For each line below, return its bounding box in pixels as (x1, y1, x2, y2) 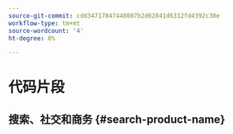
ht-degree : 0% (8, 34, 56, 43)
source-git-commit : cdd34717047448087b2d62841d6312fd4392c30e (8, 11, 220, 20)
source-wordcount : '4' (8, 26, 84, 35)
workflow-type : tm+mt (8, 19, 81, 27)
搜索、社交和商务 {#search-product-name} (8, 112, 226, 126)
